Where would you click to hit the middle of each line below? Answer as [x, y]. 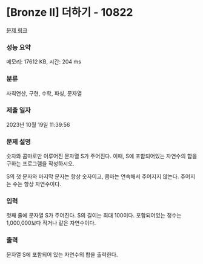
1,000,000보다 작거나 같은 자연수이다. [51, 223]
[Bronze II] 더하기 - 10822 [70, 12]
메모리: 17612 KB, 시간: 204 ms [44, 62]
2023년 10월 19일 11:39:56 [38, 124]
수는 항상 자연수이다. [37, 184]
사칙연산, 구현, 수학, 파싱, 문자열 [44, 93]
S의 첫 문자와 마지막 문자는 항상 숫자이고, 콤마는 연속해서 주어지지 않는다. [93, 176]
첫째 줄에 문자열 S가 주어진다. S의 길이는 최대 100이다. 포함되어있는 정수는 [94, 216]
